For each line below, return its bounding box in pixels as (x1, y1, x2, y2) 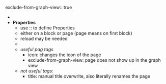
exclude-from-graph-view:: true (5, 5, 72, 10)
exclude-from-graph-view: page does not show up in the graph (27, 57, 161, 63)
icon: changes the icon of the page (27, 52, 101, 58)
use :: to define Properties (20, 25, 75, 31)
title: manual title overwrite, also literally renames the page (27, 73, 150, 79)
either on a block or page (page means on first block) (20, 30, 132, 36)
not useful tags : (20, 68, 53, 74)
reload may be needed (20, 35, 68, 41)
